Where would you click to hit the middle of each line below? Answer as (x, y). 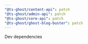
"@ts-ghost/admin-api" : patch (35, 14)
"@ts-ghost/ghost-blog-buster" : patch (44, 23)
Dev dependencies (23, 37)
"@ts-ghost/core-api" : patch (34, 18)
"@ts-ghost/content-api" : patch (37, 9)
